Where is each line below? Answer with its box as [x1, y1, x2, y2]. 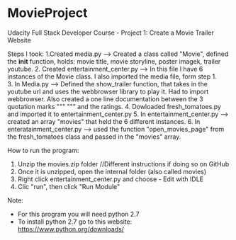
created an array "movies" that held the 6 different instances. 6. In [7, 117, 201, 125]
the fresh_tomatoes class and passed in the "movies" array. [7, 132, 181, 141]
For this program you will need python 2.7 [17, 210, 140, 218]
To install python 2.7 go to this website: [17, 217, 133, 226]
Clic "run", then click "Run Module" [17, 182, 120, 190]
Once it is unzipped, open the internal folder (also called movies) [17, 167, 207, 176]
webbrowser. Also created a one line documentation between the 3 [7, 94, 203, 103]
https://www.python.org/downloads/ [17, 224, 124, 233]
